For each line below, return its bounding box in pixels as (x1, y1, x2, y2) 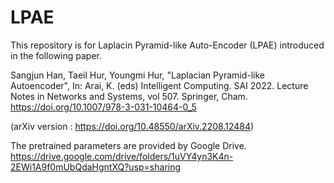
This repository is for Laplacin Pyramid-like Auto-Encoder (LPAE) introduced (10, 39, 325, 51)
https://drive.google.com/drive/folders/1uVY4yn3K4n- (10, 150, 234, 162)
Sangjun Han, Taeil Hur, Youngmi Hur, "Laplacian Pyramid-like (10, 69, 265, 81)
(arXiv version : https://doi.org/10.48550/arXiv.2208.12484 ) (10, 120, 255, 132)
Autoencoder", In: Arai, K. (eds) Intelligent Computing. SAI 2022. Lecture (10, 79, 309, 91)
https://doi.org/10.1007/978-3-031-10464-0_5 (10, 101, 197, 113)
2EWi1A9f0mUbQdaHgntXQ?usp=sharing (10, 161, 182, 173)
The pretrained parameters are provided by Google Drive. (10, 139, 247, 151)
